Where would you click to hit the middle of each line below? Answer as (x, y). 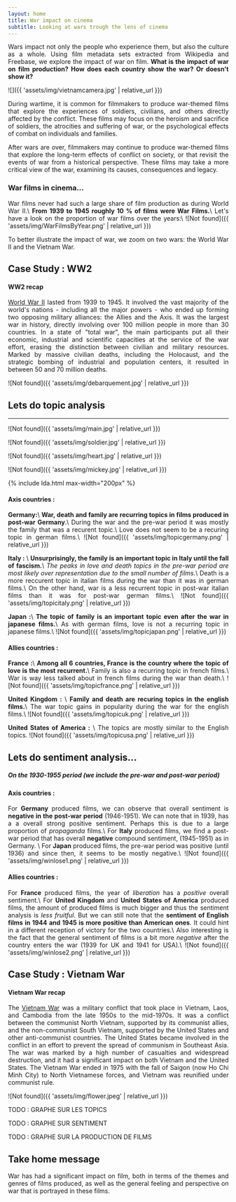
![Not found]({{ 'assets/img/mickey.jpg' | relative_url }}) (88, 470)
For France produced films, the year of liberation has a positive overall (118, 892)
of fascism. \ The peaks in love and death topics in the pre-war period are (119, 566)
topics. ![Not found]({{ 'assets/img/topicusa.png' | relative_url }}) (101, 736)
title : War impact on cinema (50, 20)
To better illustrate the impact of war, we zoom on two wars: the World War (118, 239)
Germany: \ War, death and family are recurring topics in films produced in (119, 515)
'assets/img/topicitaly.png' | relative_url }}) (69, 603)
